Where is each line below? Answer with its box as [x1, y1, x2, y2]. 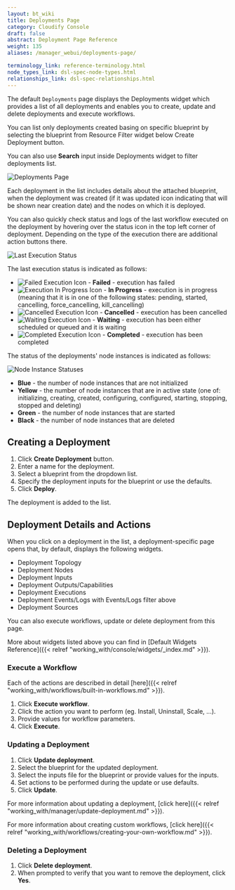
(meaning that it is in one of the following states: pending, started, [17, 293, 208, 301]
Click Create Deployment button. [17, 454, 114, 464]
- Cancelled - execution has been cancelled [99, 308, 227, 316]
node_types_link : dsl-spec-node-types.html [7, 68, 137, 76]
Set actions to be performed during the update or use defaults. [17, 778, 199, 787]
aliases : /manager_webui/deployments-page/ [7, 50, 137, 57]
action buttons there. [7, 237, 68, 246]
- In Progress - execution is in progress [103, 285, 217, 294]
